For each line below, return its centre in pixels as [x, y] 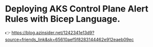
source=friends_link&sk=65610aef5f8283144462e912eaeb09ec [69, 39]
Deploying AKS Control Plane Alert [77, 9]
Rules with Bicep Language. [63, 19]
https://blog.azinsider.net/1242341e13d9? [53, 33]
